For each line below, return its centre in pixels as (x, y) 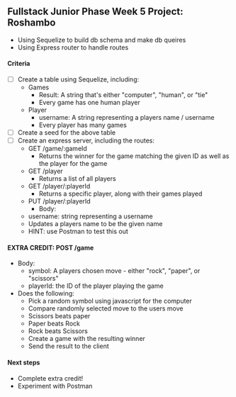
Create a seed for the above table (66, 133)
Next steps (24, 362)
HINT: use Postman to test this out (78, 231)
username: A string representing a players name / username (127, 118)
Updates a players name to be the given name (95, 224)
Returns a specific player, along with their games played (120, 194)
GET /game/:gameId (57, 149)
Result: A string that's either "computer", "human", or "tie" (123, 95)
